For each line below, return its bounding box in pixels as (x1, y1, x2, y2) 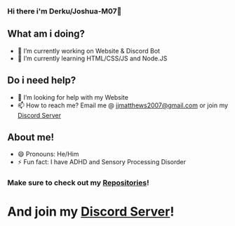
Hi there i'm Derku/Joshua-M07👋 (7, 6, 122, 16)
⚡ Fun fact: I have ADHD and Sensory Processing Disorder (17, 158, 186, 166)
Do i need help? (7, 74, 76, 86)
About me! (7, 131, 55, 143)
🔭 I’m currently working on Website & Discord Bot (17, 46, 160, 55)
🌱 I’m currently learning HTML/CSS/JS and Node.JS (17, 54, 168, 62)
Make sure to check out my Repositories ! (7, 178, 149, 188)
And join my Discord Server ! (7, 204, 175, 220)
